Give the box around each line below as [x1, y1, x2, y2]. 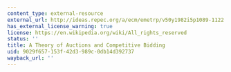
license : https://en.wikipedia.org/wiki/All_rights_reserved [7, 29, 187, 36]
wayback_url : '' [7, 55, 54, 62]
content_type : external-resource [7, 10, 104, 17]
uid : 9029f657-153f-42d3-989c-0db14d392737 [7, 49, 135, 56]
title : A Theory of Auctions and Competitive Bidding [7, 42, 166, 49]
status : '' [7, 36, 39, 43]
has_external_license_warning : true [7, 23, 113, 29]
